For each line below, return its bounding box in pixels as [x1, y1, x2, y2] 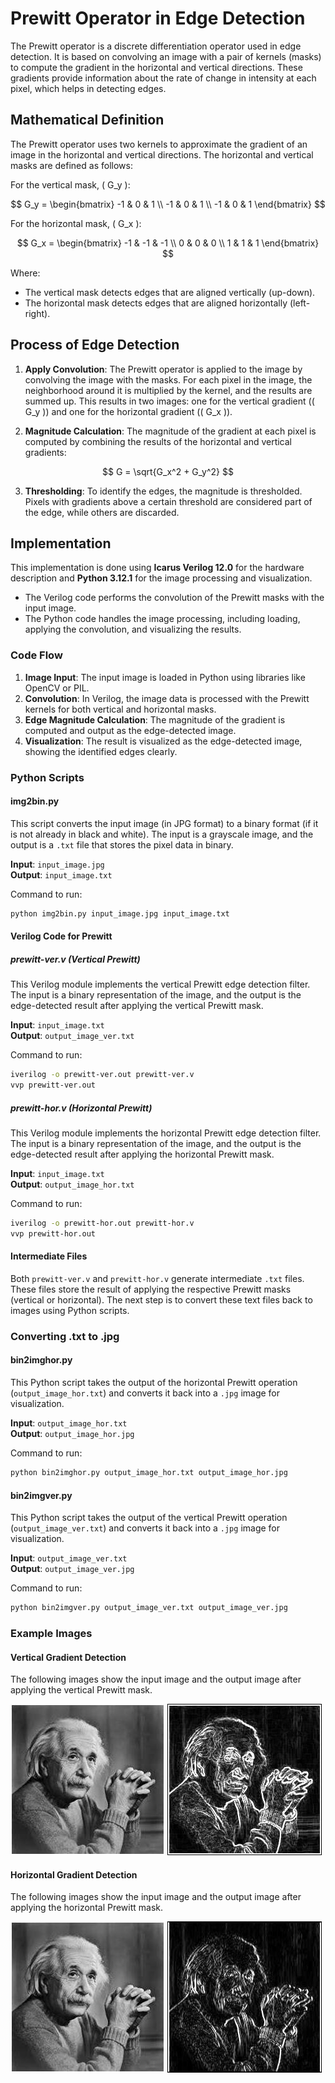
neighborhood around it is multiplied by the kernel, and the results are [24, 384, 313, 396]
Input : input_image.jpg [10, 858, 105, 870]
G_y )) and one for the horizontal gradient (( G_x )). [24, 405, 233, 417]
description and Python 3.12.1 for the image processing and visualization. [10, 572, 313, 584]
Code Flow [10, 648, 63, 662]
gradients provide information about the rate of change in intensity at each [10, 72, 317, 84]
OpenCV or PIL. [24, 682, 90, 694]
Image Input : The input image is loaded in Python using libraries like [24, 671, 306, 683]
